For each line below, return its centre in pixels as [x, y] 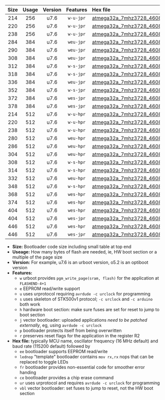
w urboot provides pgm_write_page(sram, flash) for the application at [89, 278]
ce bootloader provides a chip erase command [67, 378]
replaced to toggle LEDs [44, 362]
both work [30, 304]
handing [28, 372]
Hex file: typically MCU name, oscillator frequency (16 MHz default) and [85, 341]
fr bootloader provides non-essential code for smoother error [82, 367]
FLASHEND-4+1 [33, 284]
